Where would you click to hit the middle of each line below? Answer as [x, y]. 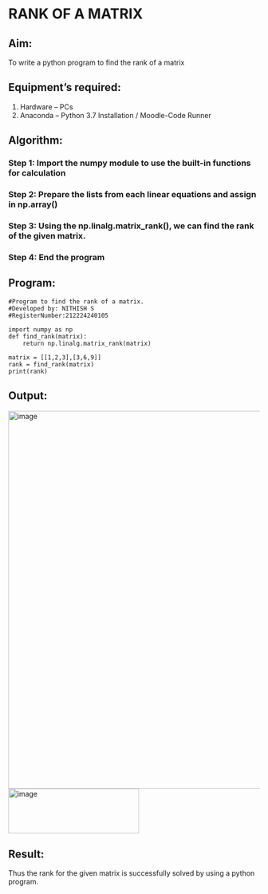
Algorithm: [35, 140]
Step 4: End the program [57, 257]
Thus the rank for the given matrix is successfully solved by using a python [132, 873]
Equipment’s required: [65, 87]
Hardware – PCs [46, 107]
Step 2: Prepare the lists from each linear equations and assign [132, 195]
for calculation [37, 173]
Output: [28, 396]
